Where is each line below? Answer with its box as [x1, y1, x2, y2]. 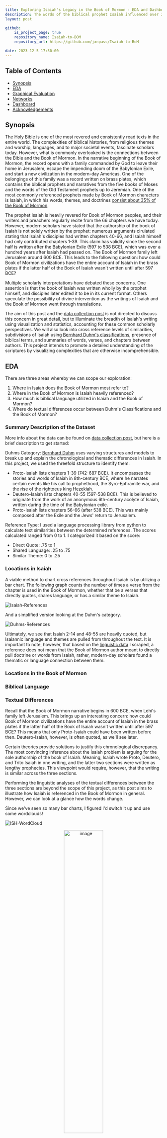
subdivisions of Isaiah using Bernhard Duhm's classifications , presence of [5, 332, 157, 338]
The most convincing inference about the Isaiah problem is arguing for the [5, 749, 157, 755]
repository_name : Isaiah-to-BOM [14, 35, 81, 40]
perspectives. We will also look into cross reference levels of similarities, [5, 327, 154, 333]
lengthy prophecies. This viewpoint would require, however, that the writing [5, 765, 160, 771]
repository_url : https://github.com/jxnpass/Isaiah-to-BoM [14, 39, 139, 45]
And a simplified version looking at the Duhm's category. [5, 612, 121, 617]
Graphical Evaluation [12, 90, 55, 96]
